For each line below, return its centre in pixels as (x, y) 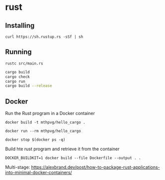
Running (19, 52)
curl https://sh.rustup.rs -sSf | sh (44, 37)
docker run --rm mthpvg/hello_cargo (43, 131)
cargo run (15, 81)
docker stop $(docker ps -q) (35, 140)
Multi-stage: (18, 167)
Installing (20, 26)
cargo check (17, 77)
